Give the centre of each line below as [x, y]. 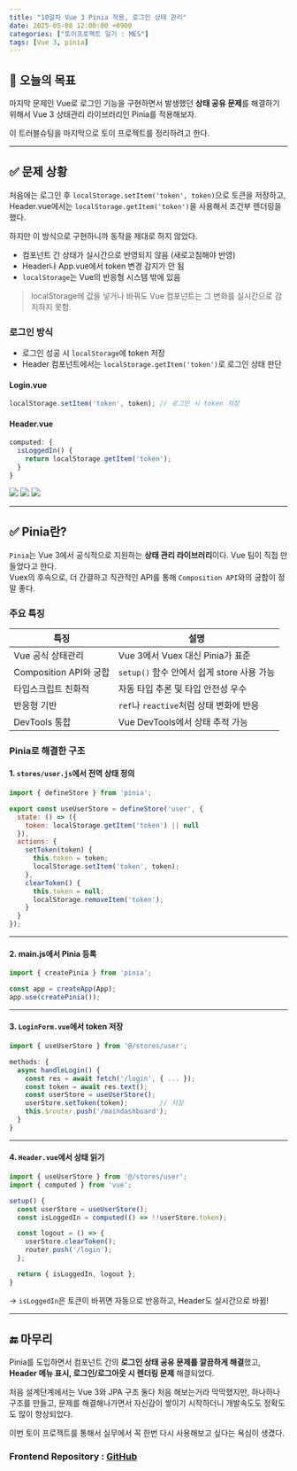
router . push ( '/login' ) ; [69, 1250]
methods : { [29, 1062]
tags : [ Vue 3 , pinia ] [49, 42]
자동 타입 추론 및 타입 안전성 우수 [183, 689]
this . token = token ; [70, 859]
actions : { [37, 842]
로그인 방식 [31, 331]
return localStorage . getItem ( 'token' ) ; [99, 459]
